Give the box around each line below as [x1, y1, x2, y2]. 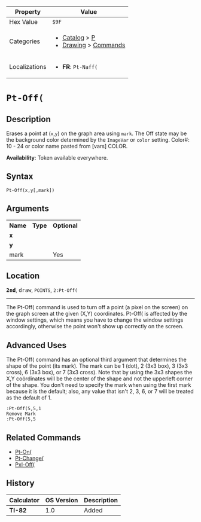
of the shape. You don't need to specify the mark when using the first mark [6, 381, 191, 389]
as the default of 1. [6, 394, 52, 401]
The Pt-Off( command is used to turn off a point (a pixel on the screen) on [6, 304, 188, 311]
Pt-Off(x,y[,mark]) [6, 187, 55, 193]
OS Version [45, 496, 78, 504]
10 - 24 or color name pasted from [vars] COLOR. [6, 143, 128, 149]
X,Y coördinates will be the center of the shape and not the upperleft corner [6, 375, 193, 382]
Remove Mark [6, 411, 36, 417]
